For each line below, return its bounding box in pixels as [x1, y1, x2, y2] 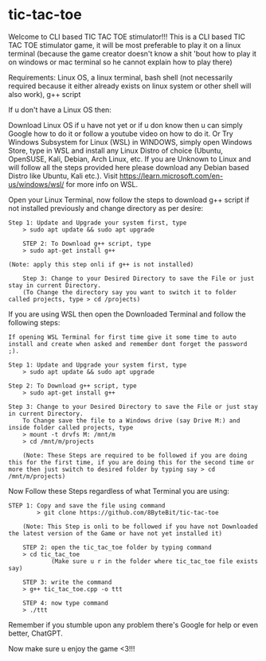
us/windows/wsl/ [8, 179, 65, 189]
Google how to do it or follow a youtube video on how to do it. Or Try [8, 129, 233, 138]
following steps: [8, 317, 61, 327]
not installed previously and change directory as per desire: [8, 203, 204, 212]
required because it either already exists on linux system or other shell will [8, 81, 252, 91]
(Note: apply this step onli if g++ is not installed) [8, 260, 194, 268]
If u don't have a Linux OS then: [8, 105, 111, 115]
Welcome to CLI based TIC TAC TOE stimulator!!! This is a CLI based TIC [8, 32, 245, 41]
